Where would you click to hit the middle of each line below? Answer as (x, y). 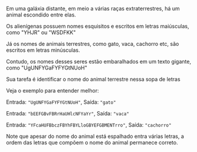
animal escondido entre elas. (41, 15)
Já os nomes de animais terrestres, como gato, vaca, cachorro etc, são (93, 44)
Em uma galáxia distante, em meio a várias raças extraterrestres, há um (93, 9)
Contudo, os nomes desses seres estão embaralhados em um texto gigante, (99, 62)
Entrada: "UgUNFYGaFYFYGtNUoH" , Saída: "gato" (61, 102)
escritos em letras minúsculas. (43, 50)
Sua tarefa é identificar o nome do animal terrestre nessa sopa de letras (93, 79)
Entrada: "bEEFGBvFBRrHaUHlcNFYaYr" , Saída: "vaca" (68, 113)
